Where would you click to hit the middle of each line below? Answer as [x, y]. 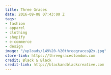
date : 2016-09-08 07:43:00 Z [35, 14]
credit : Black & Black [28, 60]
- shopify [15, 37]
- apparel [15, 28]
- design [14, 46]
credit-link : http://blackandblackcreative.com [55, 65]
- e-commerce [18, 42]
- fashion [15, 23]
